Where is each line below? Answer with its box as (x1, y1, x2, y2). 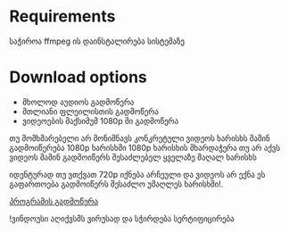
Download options (9, 67, 147, 87)
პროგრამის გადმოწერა (9, 196, 99, 206)
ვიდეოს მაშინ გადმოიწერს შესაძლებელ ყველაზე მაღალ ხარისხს (9, 152, 257, 162)
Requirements (9, 6, 116, 27)
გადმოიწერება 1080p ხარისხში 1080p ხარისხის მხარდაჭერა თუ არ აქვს (9, 142, 281, 153)
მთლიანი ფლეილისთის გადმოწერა (21, 105, 159, 117)
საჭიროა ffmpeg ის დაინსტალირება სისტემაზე (9, 36, 186, 46)
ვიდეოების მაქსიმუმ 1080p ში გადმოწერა (21, 115, 179, 126)
